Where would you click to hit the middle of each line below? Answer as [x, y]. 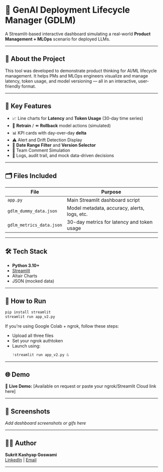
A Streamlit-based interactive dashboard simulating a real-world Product [78, 34]
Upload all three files [33, 335]
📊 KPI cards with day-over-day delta [49, 133]
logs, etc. [78, 214]
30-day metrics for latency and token [110, 222]
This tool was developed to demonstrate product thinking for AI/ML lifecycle [81, 71]
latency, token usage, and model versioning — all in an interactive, [71, 81]
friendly [13, 86]
